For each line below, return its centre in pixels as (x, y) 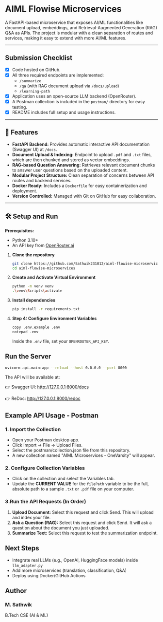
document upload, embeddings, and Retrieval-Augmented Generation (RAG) (81, 27)
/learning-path (34, 91)
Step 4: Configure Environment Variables (54, 319)
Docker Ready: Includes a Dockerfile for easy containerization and (79, 186)
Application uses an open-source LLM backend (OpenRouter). (74, 96)
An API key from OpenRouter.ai (43, 245)
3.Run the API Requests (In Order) (46, 502)
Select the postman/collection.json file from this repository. (71, 450)
